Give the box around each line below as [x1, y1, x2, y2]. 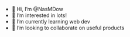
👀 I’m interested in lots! [11, 12, 67, 19]
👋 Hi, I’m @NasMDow [11, 6, 63, 12]
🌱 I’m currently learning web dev [11, 18, 91, 25]
